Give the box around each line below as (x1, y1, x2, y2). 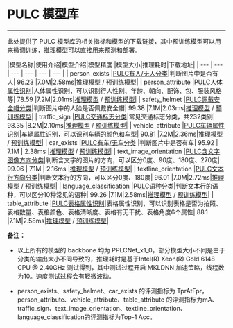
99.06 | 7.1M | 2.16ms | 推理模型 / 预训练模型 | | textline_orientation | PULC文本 (7, 164, 224, 173)
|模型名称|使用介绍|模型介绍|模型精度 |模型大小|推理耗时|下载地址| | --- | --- (7, 60, 223, 69)
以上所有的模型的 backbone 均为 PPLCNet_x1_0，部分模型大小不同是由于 (17, 245, 225, 254)
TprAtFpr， (176, 286, 208, 295)
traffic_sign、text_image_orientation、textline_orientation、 (17, 304, 187, 312)
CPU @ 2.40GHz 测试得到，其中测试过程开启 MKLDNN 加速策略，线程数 (17, 263, 225, 271)
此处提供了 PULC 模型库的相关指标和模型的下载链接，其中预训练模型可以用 (7, 37, 221, 45)
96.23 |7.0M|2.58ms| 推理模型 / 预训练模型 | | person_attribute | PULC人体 (17, 78, 223, 86)
